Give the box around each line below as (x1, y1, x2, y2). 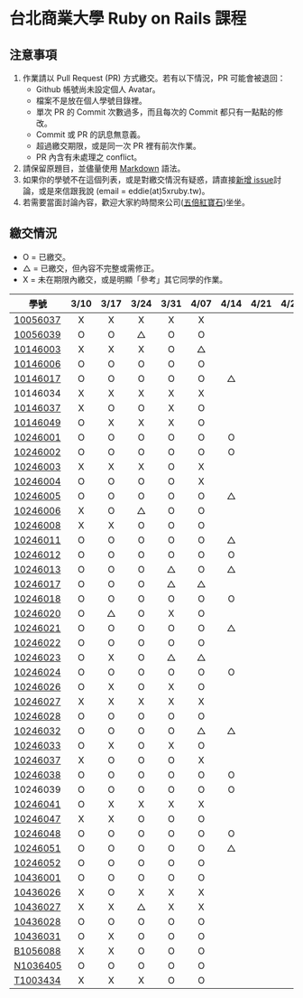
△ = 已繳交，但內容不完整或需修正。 (22, 263, 160, 274)
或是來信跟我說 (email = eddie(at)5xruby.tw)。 (38, 186, 210, 196)
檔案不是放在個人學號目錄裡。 (35, 96, 147, 106)
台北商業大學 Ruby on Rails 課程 (9, 8, 247, 29)
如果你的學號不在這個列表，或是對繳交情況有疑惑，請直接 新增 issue (22, 174, 274, 185)
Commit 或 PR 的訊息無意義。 (35, 129, 146, 140)
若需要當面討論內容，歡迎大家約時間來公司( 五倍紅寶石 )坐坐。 (22, 197, 251, 208)
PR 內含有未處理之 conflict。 (35, 152, 142, 163)
